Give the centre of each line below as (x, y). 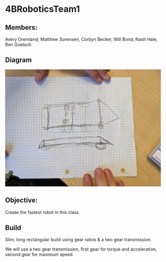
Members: (21, 27)
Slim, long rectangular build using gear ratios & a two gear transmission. (78, 240)
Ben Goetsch (18, 45)
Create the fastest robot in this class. (42, 212)
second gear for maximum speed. (40, 255)
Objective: (21, 200)
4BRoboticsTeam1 (42, 9)
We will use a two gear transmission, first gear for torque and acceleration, (81, 249)
